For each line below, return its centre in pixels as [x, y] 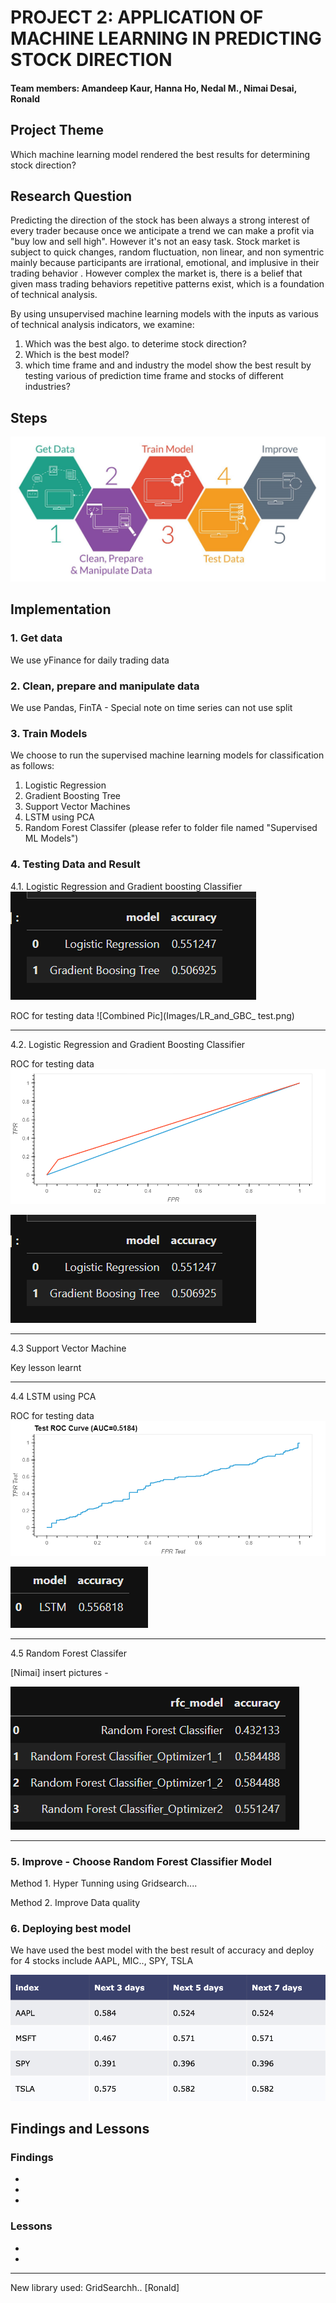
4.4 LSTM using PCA [53, 1396]
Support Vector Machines [77, 807]
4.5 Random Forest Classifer [68, 1653]
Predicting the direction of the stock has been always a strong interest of [160, 220]
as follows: [32, 766]
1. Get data [36, 638]
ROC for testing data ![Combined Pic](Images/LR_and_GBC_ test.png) [152, 1015]
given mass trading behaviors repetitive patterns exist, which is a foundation [167, 284]
